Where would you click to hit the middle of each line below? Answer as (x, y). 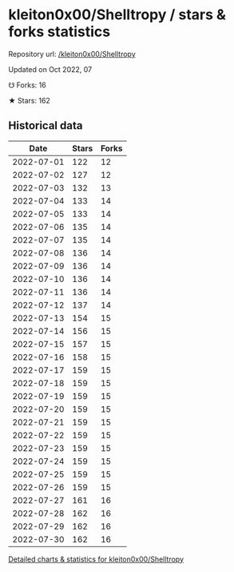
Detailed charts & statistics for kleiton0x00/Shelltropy (96, 559)
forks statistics (59, 32)
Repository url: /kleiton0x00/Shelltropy (72, 54)
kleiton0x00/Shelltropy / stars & (117, 15)
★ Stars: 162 (29, 100)
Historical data (46, 126)
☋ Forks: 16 (27, 85)
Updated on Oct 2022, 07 (50, 69)
